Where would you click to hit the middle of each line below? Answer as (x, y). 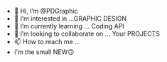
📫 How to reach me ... (47, 42)
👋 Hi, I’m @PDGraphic (46, 11)
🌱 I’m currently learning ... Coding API (69, 26)
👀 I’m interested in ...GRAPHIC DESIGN (70, 19)
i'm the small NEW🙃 (44, 52)
